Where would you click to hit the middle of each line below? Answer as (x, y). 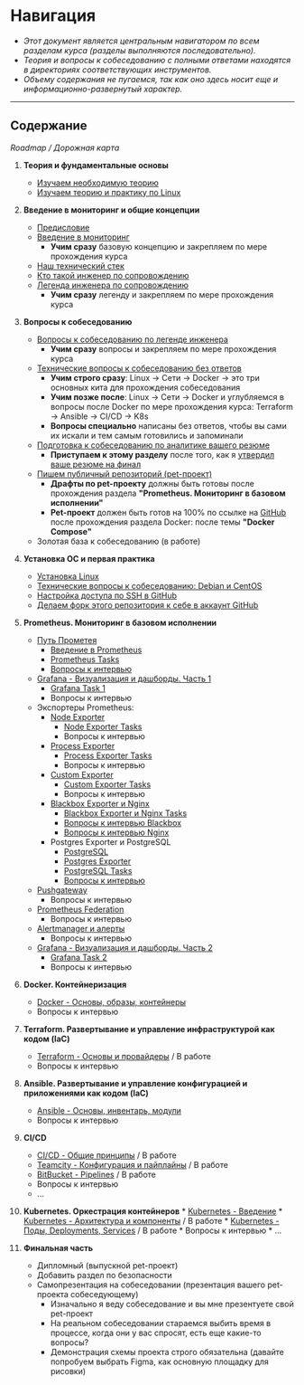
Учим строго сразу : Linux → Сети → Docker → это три (155, 377)
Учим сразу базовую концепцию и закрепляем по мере (159, 246)
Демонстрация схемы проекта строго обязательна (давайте (167, 1352)
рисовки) (68, 1371)
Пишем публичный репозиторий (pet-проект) (124, 474)
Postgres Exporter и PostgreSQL (111, 841)
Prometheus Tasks (85, 659)
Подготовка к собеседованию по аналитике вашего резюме (153, 445)
